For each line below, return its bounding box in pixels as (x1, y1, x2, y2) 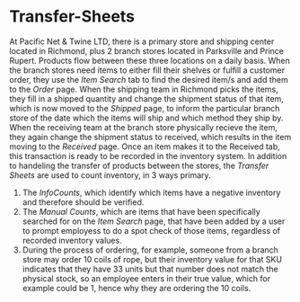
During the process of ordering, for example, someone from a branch (22, 244, 278, 255)
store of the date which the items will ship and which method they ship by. (9, 112, 284, 123)
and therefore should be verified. (22, 196, 145, 208)
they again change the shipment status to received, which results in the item (9, 131, 292, 142)
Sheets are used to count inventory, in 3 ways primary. (9, 169, 211, 181)
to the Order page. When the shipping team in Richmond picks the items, (9, 84, 278, 94)
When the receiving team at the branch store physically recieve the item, (9, 121, 278, 132)
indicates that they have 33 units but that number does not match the (22, 263, 278, 274)
